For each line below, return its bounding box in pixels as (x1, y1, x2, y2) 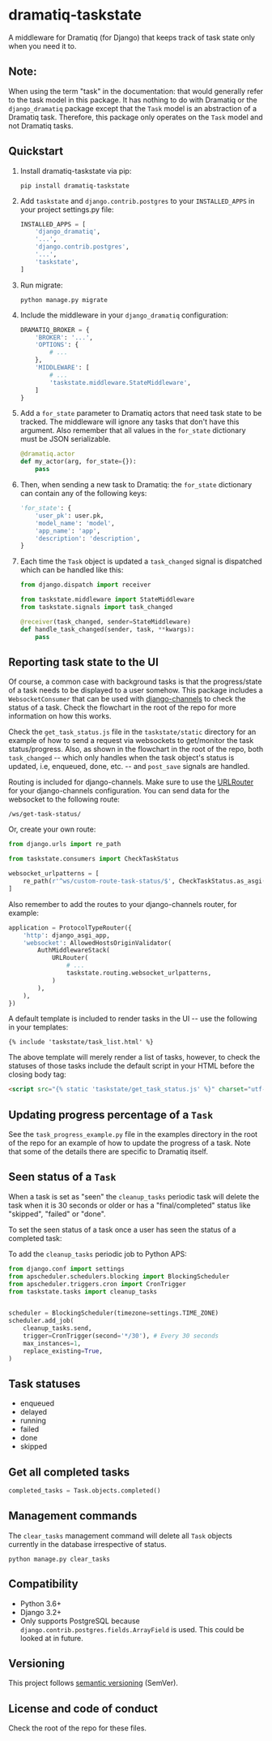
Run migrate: (19, 280, 63, 290)
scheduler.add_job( (8, 1317, 74, 1325)
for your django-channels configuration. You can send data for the (8, 786, 230, 796)
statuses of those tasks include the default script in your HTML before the (8, 1061, 255, 1071)
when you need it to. (8, 41, 77, 50)
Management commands (8, 1509, 138, 1523)
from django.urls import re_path (8, 840, 121, 849)
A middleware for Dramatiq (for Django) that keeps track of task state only (8, 32, 255, 42)
